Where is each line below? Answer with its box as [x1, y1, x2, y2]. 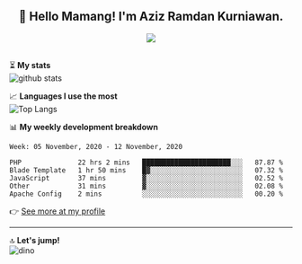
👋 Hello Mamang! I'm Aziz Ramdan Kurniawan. [18, 9, 284, 24]
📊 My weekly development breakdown [9, 121, 159, 132]
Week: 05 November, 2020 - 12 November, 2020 [9, 142, 182, 151]
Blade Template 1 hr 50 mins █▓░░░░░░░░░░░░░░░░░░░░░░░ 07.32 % [9, 165, 283, 175]
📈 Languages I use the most [9, 91, 119, 101]
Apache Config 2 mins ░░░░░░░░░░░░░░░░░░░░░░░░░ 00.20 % [9, 189, 283, 198]
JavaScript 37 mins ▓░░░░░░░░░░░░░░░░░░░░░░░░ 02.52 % [9, 173, 283, 182]
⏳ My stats [9, 59, 51, 70]
